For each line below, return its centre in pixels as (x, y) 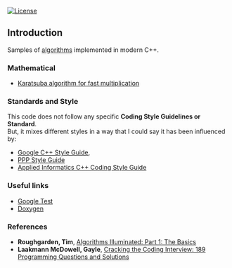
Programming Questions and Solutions (73, 257)
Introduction (35, 33)
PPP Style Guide (41, 160)
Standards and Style (43, 102)
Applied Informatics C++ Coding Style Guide (82, 168)
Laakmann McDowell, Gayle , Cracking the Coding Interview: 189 (111, 249)
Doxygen (31, 208)
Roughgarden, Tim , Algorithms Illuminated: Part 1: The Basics (107, 242)
